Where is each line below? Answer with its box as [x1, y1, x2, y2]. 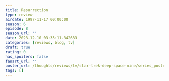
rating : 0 [5, 49, 26, 54]
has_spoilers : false [5, 54, 49, 59]
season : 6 [5, 21, 26, 27]
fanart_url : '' [5, 59, 37, 64]
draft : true [5, 45, 30, 50]
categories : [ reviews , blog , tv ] [5, 40, 75, 45]
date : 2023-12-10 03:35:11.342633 [5, 36, 78, 41]
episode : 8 [5, 26, 28, 31]
